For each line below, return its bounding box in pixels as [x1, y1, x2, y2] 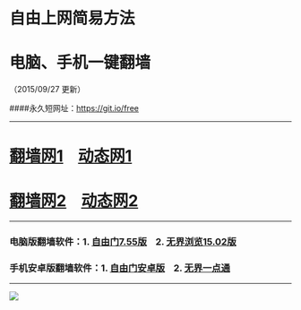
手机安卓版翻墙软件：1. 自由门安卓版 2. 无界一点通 [9, 262, 231, 274]
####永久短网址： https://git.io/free [9, 103, 139, 114]
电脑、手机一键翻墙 [9, 53, 151, 73]
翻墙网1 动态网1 [9, 146, 133, 167]
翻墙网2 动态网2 [9, 190, 139, 211]
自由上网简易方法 [9, 8, 136, 29]
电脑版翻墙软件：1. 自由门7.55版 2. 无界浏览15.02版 [9, 236, 237, 248]
